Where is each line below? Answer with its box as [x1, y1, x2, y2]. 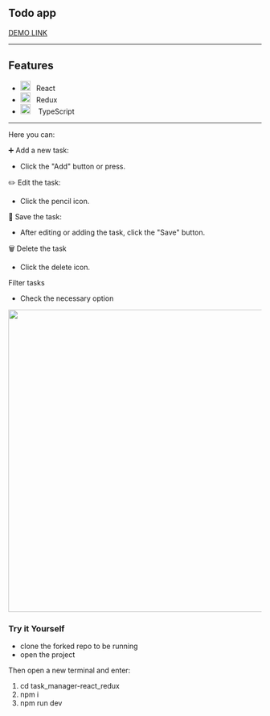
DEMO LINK [8, 27, 48, 37]
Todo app [8, 6, 57, 20]
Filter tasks [8, 277, 46, 287]
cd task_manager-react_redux [19, 681, 121, 690]
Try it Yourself [8, 622, 65, 634]
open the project [19, 649, 76, 660]
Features [8, 59, 54, 73]
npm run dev [19, 697, 63, 708]
